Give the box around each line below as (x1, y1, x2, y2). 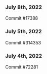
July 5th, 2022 (5, 28, 42, 35)
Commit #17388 (5, 15, 38, 21)
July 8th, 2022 (5, 4, 42, 11)
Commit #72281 (5, 64, 38, 70)
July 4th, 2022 (5, 52, 42, 59)
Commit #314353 (5, 39, 41, 45)
